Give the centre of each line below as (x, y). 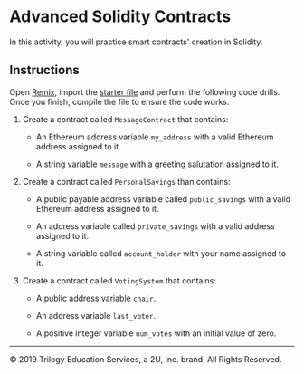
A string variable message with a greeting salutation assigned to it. (157, 164)
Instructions (44, 70)
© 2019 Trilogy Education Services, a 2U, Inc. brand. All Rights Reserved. (146, 359)
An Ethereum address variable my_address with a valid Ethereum (155, 137)
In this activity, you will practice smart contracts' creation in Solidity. (136, 42)
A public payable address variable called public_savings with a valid (163, 199)
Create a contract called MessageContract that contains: (125, 119)
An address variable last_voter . (96, 315)
